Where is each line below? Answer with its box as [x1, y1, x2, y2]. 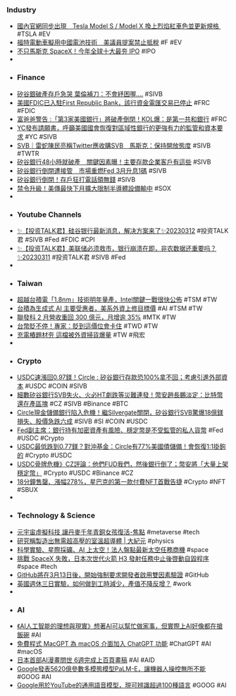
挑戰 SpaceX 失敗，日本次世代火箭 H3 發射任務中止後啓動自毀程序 [16, 554, 209, 563]
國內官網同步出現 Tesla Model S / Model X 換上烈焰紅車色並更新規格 [16, 22, 220, 30]
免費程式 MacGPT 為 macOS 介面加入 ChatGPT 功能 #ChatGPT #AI [16, 640, 211, 648]
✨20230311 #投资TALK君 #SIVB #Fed [16, 253, 126, 261]
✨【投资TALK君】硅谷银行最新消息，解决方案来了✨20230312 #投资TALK [16, 226, 229, 234]
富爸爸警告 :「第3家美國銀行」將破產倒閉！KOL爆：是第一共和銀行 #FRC [16, 114, 228, 123]
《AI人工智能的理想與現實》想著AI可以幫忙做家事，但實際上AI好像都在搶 [16, 622, 223, 630]
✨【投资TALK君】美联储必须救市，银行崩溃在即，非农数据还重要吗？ [16, 244, 217, 252]
